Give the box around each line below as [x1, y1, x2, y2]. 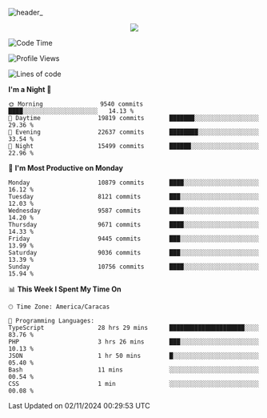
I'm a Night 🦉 [8, 85, 52, 94]
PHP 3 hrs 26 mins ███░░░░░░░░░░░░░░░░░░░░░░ [8, 338, 260, 346]
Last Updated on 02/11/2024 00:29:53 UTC [8, 401, 150, 410]
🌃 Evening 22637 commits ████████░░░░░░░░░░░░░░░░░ [8, 128, 260, 136]
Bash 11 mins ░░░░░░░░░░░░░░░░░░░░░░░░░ [8, 366, 260, 374]
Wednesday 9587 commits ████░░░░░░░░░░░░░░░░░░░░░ [8, 207, 260, 215]
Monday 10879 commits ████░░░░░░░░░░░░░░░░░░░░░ [8, 179, 260, 187]
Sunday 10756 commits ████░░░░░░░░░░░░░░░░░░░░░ [8, 263, 260, 271]
